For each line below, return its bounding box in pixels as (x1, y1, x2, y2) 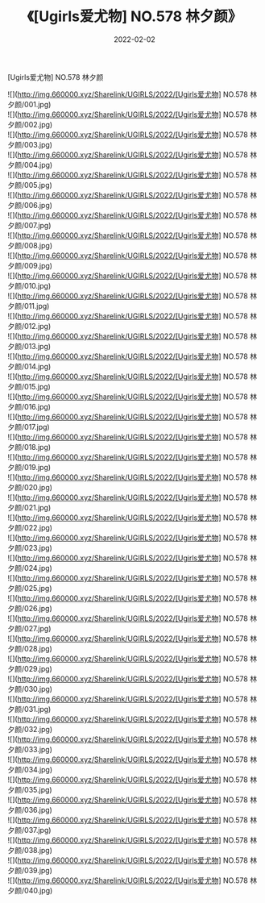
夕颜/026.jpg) (7, 603, 53, 613)
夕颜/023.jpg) (7, 543, 53, 552)
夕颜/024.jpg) (7, 563, 53, 572)
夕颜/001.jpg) (7, 99, 52, 109)
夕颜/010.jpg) (7, 281, 52, 290)
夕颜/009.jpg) (7, 260, 53, 270)
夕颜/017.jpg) (7, 422, 50, 431)
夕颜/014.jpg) (7, 361, 52, 371)
